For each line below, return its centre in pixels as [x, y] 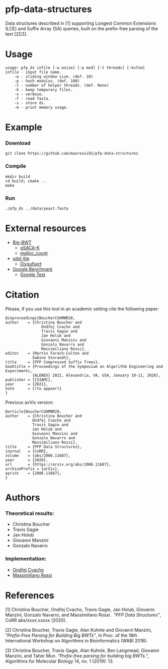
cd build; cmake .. [26, 181]
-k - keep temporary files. [44, 90]
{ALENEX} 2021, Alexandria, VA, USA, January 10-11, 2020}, [96, 375]
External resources [46, 228]
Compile [16, 166]
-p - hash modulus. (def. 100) [47, 81]
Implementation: [26, 559]
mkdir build [18, 177]
